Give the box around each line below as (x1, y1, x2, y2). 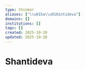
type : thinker (5, 7, 35, 12)
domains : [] (5, 16, 30, 21)
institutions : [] (5, 21, 41, 26)
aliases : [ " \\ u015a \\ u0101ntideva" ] (5, 12, 81, 17)
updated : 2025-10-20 (5, 35, 48, 40)
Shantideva (5, 56, 53, 67)
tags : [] (5, 26, 23, 31)
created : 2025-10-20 (5, 30, 48, 35)
